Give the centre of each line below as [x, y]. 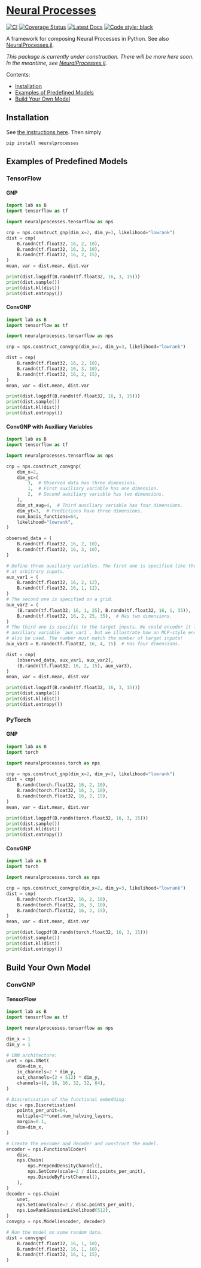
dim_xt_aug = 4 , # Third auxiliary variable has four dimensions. [100, 505]
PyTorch [19, 720]
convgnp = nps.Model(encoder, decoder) [56, 1222]
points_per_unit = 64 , [42, 1111]
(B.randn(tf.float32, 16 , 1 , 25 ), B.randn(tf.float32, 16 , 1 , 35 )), [104, 610]
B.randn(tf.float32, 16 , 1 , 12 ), [59, 588]
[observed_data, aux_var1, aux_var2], [65, 660]
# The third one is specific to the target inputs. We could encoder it [99, 627]
